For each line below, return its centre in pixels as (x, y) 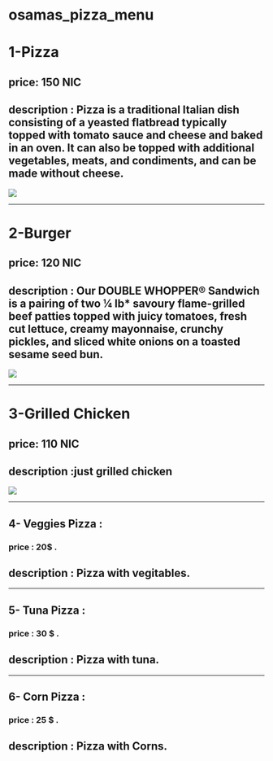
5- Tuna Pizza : (47, 610)
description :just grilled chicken (91, 471)
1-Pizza (34, 52)
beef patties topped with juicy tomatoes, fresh (128, 316)
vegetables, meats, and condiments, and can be (132, 161)
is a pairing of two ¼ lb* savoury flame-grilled (127, 303)
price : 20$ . (33, 547)
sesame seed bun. (56, 354)
